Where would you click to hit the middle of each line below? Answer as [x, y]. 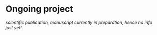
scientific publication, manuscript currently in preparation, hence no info [79, 22]
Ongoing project [39, 9]
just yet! [13, 27]
